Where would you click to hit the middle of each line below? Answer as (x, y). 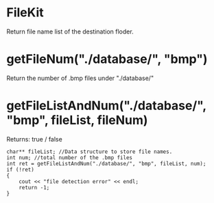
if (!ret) (21, 170)
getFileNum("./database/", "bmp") (107, 59)
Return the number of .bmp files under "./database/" (80, 78)
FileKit (25, 13)
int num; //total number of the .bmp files (70, 158)
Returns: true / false (34, 139)
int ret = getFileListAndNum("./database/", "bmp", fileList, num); (106, 163)
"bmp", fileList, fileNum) (77, 120)
